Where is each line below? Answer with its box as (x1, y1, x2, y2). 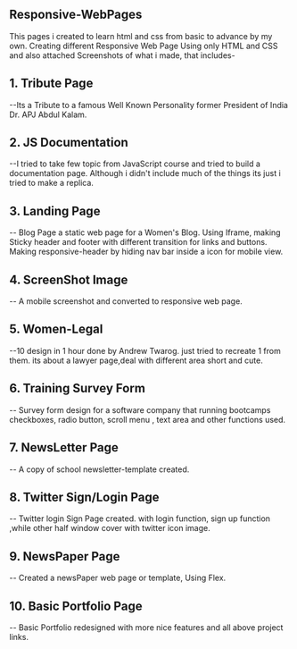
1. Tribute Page (9, 76, 94, 91)
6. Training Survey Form (9, 381, 145, 396)
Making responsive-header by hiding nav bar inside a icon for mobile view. (9, 246, 284, 257)
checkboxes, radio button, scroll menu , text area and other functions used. (9, 414, 286, 425)
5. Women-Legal (9, 322, 103, 337)
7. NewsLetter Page (9, 440, 119, 455)
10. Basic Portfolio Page (9, 598, 143, 613)
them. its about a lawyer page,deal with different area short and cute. (9, 355, 263, 366)
